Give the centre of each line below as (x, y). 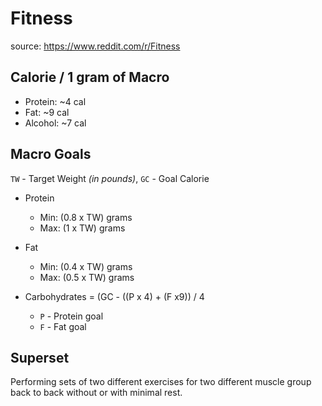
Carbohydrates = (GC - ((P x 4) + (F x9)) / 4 (114, 296)
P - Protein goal (71, 316)
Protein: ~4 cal (55, 101)
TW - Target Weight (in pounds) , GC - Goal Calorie (110, 178)
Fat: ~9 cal (47, 112)
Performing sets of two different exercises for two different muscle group (161, 382)
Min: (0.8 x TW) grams (86, 217)
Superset (40, 357)
